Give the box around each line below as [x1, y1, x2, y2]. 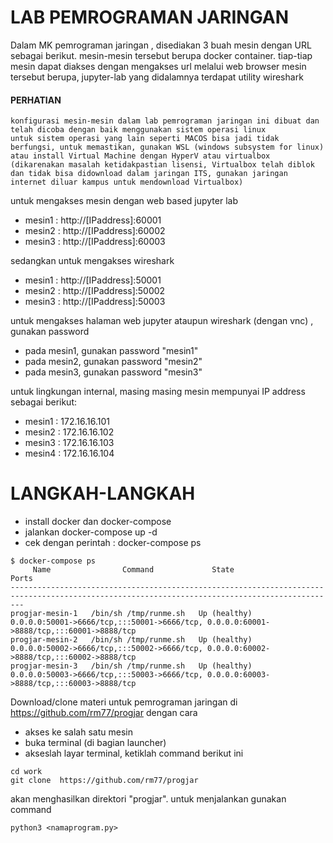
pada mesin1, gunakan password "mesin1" [24, 345, 199, 357]
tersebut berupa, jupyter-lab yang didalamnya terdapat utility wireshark [10, 71, 304, 83]
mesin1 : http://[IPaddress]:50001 [24, 274, 162, 286]
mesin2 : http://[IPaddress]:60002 [24, 225, 166, 237]
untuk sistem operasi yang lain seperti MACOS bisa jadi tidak [10, 134, 280, 144]
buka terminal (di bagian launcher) [24, 737, 167, 749]
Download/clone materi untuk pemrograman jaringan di [10, 696, 238, 708]
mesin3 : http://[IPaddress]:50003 [24, 296, 166, 308]
